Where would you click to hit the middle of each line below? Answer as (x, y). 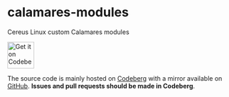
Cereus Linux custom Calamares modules (68, 32)
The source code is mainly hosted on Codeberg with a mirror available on (115, 78)
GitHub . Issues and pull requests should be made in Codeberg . (101, 86)
